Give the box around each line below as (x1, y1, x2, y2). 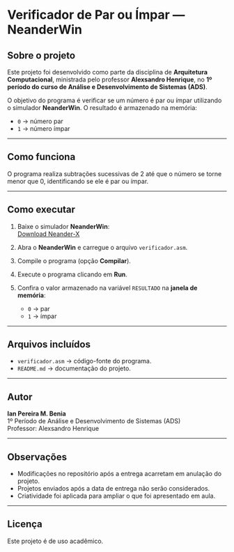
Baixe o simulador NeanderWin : (17, 222, 110, 230)
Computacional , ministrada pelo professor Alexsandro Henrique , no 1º (7, 75, 212, 84)
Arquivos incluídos (7, 338, 91, 351)
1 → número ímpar (17, 125, 71, 132)
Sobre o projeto (7, 49, 75, 61)
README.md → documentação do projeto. (17, 364, 131, 372)
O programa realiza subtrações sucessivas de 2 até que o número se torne (7, 169, 222, 178)
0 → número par (17, 117, 64, 125)
